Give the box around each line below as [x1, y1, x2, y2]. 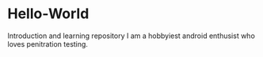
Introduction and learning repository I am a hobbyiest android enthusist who [7, 31, 255, 40]
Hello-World [7, 5, 90, 23]
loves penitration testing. [7, 39, 89, 48]
